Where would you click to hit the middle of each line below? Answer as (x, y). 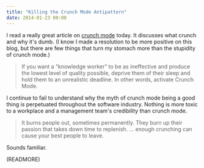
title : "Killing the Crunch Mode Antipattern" (67, 12)
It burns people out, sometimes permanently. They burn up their (102, 122)
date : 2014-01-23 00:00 (37, 18)
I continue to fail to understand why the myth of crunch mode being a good (101, 98)
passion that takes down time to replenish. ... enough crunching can (107, 129)
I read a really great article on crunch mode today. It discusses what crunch (101, 35)
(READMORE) (24, 159)
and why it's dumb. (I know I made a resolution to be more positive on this (99, 42)
